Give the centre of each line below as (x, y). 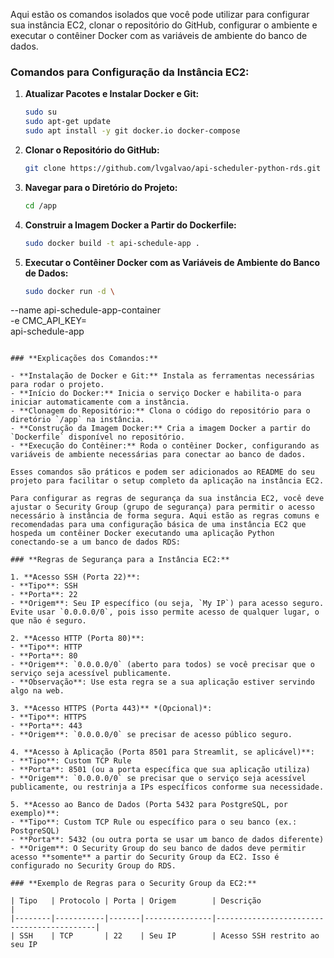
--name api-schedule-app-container (86, 310)
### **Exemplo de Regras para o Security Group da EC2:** (133, 884)
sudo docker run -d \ (70, 291)
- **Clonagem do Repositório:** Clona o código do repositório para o (160, 411)
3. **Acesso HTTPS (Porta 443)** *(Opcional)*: (111, 709)
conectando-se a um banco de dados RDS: (96, 542)
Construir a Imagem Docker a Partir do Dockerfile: (130, 225)
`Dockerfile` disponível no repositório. (98, 437)
